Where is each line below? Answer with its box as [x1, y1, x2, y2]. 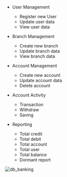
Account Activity [12, 92, 46, 98]
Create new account [19, 72, 61, 78]
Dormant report [19, 157, 51, 163]
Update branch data [19, 48, 60, 54]
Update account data [19, 78, 62, 83]
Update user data [19, 19, 55, 24]
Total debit [19, 136, 42, 142]
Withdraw [19, 107, 39, 112]
